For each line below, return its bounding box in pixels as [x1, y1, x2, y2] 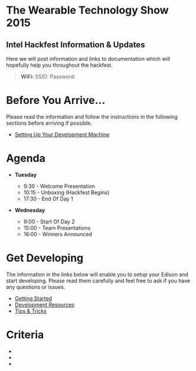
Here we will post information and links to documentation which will [6, 56, 170, 62]
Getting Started [14, 295, 52, 302]
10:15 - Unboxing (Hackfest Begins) [23, 188, 110, 196]
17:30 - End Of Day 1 [23, 195, 73, 202]
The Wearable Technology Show [6, 4, 169, 17]
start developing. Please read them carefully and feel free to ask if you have [6, 277, 191, 284]
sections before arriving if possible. [6, 119, 93, 126]
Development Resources [14, 301, 75, 308]
